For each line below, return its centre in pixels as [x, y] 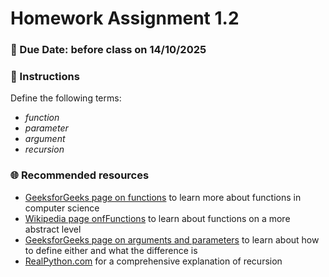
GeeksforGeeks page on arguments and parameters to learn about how [172, 239]
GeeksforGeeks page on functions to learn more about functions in [163, 197]
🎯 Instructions [45, 77]
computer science [62, 208]
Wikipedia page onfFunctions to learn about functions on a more [157, 218]
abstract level [53, 229]
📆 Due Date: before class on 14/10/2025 [108, 50]
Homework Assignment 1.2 [125, 18]
